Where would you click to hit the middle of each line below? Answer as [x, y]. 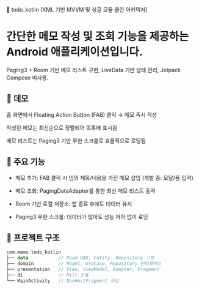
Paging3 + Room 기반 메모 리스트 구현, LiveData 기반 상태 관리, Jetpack [94, 70]
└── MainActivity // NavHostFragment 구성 [63, 281]
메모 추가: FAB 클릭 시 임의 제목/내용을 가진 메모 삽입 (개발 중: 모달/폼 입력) [104, 177]
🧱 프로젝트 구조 [33, 238]
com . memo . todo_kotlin [34, 252]
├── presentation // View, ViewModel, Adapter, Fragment [83, 269]
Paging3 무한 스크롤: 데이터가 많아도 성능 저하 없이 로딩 [81, 217]
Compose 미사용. [27, 77]
